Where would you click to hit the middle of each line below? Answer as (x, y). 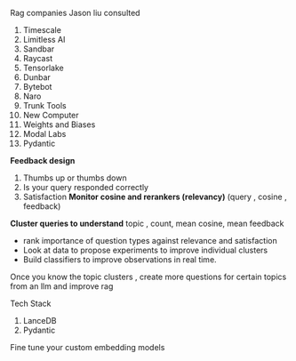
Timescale (42, 30)
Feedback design (43, 160)
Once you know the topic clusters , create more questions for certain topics (148, 277)
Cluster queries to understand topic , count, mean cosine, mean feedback (147, 223)
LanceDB (40, 321)
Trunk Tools (44, 105)
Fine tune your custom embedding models (88, 347)
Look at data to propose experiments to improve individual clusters (145, 250)
